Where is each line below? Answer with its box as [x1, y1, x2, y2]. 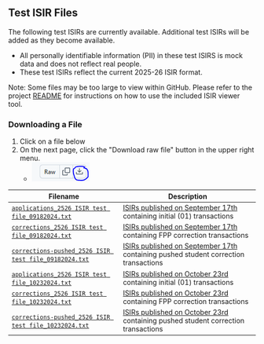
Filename [48, 192, 80, 201]
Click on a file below [19, 137, 86, 146]
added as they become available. [8, 35, 115, 45]
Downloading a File [8, 119, 82, 130]
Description [167, 192, 207, 201]
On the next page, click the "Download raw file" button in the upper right [19, 145, 255, 155]
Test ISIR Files [8, 6, 79, 20]
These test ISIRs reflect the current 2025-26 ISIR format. [19, 67, 203, 77]
